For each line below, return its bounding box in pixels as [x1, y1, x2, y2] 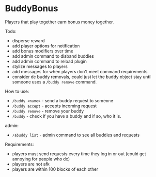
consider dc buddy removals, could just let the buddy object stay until [12, 74, 152, 80]
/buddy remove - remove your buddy [12, 108, 84, 114]
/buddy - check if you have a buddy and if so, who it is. [12, 113, 121, 119]
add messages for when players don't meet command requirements [12, 68, 148, 74]
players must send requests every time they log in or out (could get [12, 151, 146, 157]
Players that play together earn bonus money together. [5, 19, 114, 25]
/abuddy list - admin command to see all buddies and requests [12, 132, 140, 138]
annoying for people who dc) [12, 156, 70, 161]
